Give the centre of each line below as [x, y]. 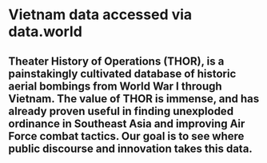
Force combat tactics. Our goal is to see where [126, 136]
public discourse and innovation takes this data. [131, 148]
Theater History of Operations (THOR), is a [116, 61]
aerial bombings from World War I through [115, 86]
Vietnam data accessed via [100, 15]
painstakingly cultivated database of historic [122, 74]
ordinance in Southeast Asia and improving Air [127, 123]
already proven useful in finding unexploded [121, 111]
